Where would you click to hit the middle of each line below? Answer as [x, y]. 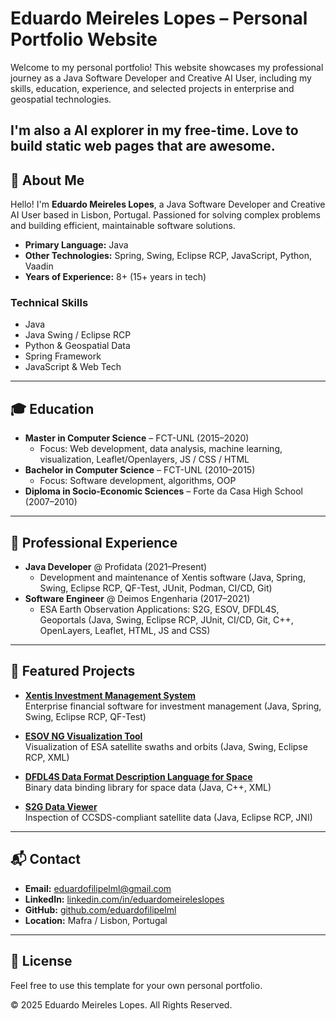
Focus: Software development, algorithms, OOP [138, 481]
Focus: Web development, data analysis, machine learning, [161, 449]
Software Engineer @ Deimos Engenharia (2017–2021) [137, 599]
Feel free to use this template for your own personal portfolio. [136, 985]
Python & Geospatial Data [77, 346]
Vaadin [39, 266]
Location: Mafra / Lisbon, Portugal [96, 920]
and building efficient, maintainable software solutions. [123, 226]
